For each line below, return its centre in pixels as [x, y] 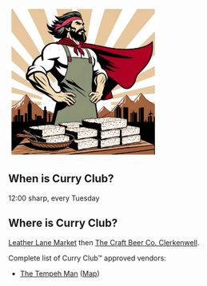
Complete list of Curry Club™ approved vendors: [87, 258]
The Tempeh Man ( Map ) [60, 273]
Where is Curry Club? [63, 223]
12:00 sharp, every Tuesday [54, 198]
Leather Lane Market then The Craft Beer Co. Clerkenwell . [104, 242]
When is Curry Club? [61, 179]
